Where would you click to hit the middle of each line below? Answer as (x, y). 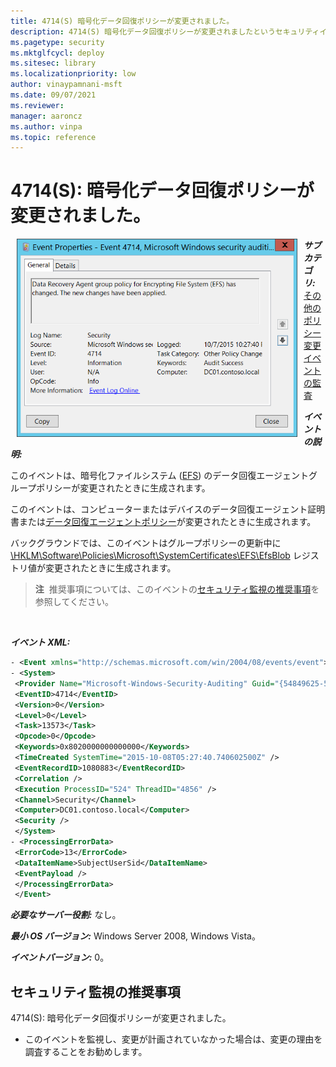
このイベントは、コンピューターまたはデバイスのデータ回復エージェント (159, 509)
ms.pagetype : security (57, 42)
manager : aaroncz (46, 116)
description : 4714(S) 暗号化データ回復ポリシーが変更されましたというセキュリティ (165, 31)
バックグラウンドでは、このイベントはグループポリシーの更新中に (146, 543)
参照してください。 (74, 602)
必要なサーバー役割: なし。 (66, 915)
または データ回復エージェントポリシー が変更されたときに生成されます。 (167, 522)
